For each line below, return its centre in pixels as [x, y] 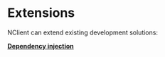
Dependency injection [41, 46]
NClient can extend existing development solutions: [83, 32]
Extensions [41, 13]
